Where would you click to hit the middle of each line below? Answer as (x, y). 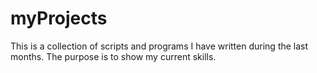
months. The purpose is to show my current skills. (113, 56)
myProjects (59, 18)
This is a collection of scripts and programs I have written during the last (159, 46)
